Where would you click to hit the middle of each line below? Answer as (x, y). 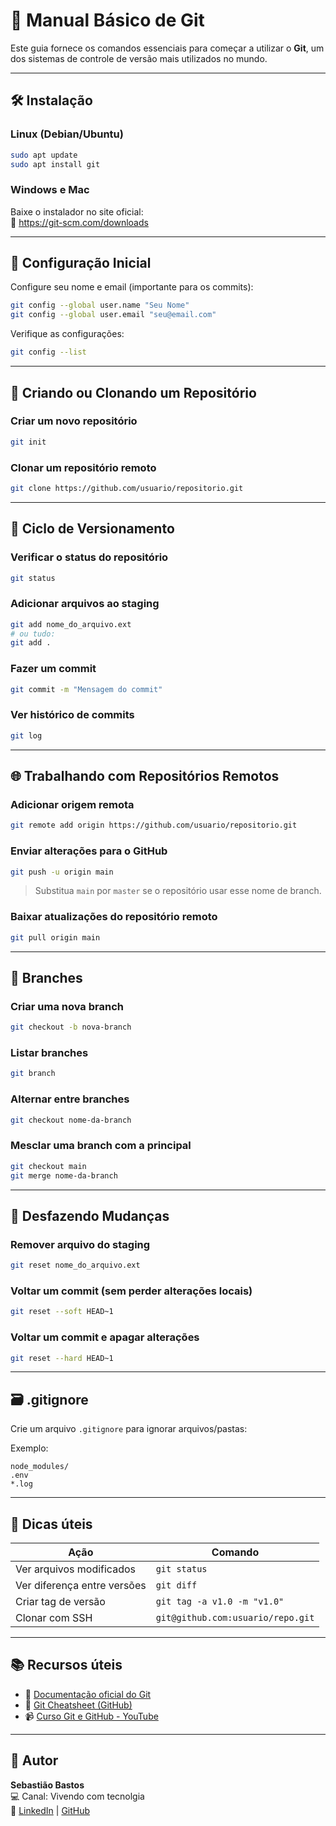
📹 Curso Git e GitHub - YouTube (91, 1716)
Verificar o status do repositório (89, 557)
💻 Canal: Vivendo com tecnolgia (77, 1796)
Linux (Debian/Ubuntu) (67, 134)
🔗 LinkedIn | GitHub (50, 1810)
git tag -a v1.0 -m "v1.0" (220, 1602)
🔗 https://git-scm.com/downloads (79, 222)
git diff (176, 1585)
